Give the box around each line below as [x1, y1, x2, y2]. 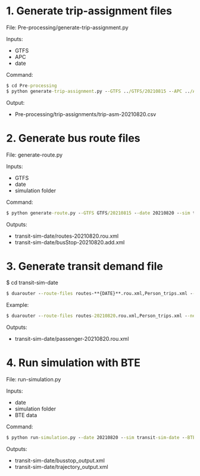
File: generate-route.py [6, 151, 63, 158]
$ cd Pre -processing [6, 82, 58, 89]
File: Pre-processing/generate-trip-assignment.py [6, 24, 129, 31]
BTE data [14, 412, 37, 419]
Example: [6, 301, 29, 309]
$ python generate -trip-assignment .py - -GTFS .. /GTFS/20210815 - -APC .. [6, 88, 190, 94]
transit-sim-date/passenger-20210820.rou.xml [14, 335, 129, 343]
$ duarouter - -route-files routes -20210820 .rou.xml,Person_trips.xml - [6, 313, 187, 319]
